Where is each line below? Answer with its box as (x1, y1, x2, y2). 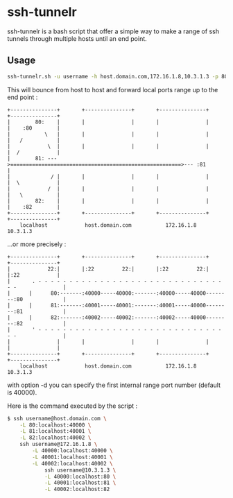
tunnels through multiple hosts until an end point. (7, 34, 147, 42)
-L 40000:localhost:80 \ (44, 473, 116, 480)
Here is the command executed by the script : (7, 402, 138, 410)
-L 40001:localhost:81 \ (44, 479, 116, 486)
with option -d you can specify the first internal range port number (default (7, 381, 221, 389)
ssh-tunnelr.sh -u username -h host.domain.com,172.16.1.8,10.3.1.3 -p (7, 73, 218, 80)
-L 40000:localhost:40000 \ (32, 447, 113, 454)
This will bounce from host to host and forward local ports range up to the (7, 85, 218, 94)
